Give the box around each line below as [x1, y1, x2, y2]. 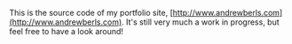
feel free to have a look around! [9, 26, 124, 36]
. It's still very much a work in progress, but [121, 17, 280, 27]
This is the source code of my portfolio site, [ [9, 8, 173, 18]
